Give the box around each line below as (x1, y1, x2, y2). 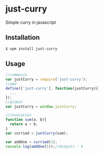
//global (5, 99, 23, 105)
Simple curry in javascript (5, 19, 56, 25)
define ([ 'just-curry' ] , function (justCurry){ (5, 86, 98, 91)
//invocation (5, 113, 32, 118)
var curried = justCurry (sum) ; (5, 131, 68, 136)
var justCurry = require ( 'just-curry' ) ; (5, 77, 88, 82)
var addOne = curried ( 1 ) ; (5, 139, 57, 144)
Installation (5, 33, 40, 42)
